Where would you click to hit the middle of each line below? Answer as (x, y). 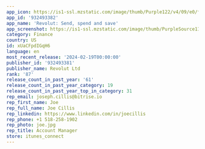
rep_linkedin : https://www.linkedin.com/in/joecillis (76, 114)
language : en (23, 52)
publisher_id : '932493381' (41, 63)
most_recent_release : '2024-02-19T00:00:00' (64, 57)
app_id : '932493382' (33, 18)
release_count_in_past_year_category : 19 (60, 86)
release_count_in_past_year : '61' (50, 80)
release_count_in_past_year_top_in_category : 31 (69, 91)
